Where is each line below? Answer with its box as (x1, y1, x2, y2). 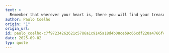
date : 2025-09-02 (5, 36, 42, 41)
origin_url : (5, 26, 30, 31)
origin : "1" (5, 21, 30, 27)
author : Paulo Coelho (5, 17, 51, 22)
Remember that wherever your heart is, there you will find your (10, 12, 150, 17)
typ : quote (5, 40, 28, 45)
